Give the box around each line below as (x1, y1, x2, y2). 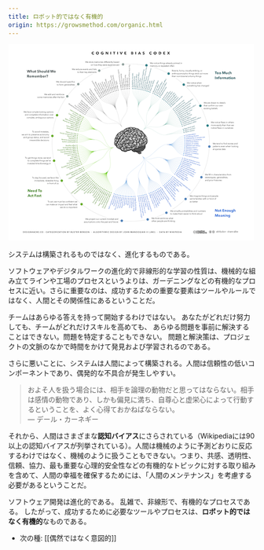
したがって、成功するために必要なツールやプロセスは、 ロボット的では (23, 507, 251, 516)
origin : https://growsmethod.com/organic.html (8, 20, 163, 29)
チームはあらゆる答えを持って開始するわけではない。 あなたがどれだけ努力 (8, 312, 251, 321)
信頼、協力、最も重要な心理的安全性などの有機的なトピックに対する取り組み (8, 460, 256, 470)
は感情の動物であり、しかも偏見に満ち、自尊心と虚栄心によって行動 (27, 394, 247, 404)
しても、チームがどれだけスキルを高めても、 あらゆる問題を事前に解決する (8, 322, 250, 332)
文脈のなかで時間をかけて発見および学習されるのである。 (28, 342, 214, 351)
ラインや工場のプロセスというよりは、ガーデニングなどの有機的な (28, 276, 242, 285)
